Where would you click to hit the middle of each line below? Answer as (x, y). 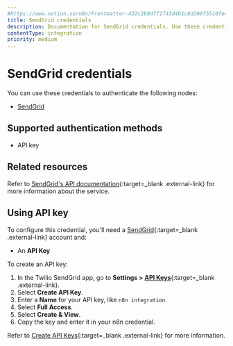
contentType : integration (44, 33)
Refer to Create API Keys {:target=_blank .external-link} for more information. (116, 335)
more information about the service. (58, 191)
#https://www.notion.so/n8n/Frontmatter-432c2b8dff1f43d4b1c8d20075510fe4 (118, 14)
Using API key (38, 213)
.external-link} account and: (47, 237)
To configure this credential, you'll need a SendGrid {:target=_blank (103, 229)
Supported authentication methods (85, 128)
